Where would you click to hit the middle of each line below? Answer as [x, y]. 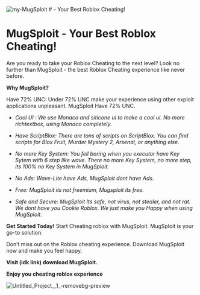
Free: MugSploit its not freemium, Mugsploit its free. [80, 189]
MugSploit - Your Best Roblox [81, 34]
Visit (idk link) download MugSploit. [52, 262]
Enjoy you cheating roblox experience [55, 274]
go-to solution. [25, 232]
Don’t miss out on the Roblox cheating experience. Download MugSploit [95, 244]
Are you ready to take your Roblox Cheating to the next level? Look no [93, 63]
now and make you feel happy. [44, 250]
